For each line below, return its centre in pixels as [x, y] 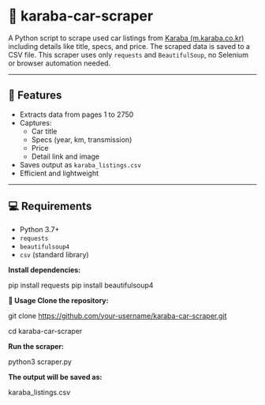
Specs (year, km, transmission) [82, 139]
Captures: [35, 122]
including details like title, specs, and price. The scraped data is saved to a [129, 46]
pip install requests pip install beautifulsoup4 [81, 285]
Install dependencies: [45, 270]
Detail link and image [65, 156]
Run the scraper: [36, 346]
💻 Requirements [50, 206]
